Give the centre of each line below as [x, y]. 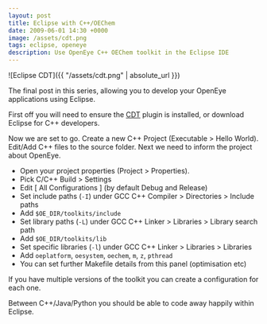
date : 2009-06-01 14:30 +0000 [58, 30]
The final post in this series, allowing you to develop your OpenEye [117, 91]
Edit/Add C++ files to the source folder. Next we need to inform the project [130, 147]
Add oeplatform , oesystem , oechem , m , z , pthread [96, 255]
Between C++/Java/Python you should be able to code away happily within [131, 303]
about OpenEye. [35, 155]
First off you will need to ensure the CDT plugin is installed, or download [126, 115]
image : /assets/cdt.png [48, 38]
